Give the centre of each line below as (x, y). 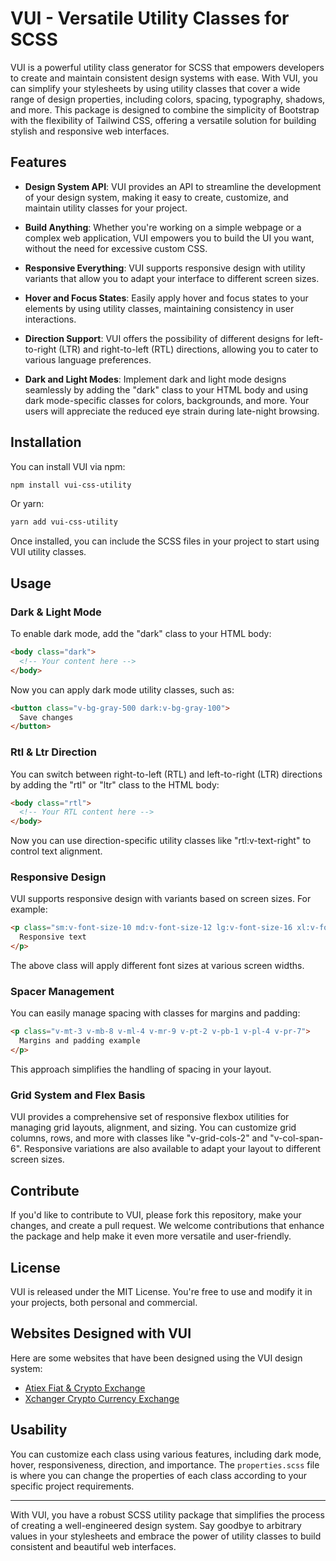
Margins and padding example (80, 1041)
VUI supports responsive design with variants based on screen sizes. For (161, 899)
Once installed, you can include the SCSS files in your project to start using (165, 541)
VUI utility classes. (48, 552)
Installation (46, 442)
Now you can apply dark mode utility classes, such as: (122, 689)
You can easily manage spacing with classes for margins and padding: (155, 1013)
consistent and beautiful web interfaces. (93, 1546)
